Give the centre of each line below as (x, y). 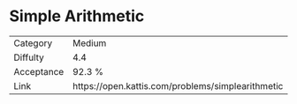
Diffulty (29, 57)
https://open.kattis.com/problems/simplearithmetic (178, 85)
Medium (89, 43)
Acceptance (39, 71)
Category (33, 43)
